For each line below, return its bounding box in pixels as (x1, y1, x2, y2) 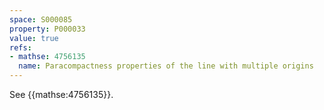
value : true (9, 33, 59, 43)
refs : (9, 42, 32, 53)
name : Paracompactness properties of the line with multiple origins (18, 61, 314, 71)
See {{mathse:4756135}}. (9, 89, 114, 100)
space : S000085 (9, 14, 73, 25)
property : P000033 (9, 24, 86, 34)
